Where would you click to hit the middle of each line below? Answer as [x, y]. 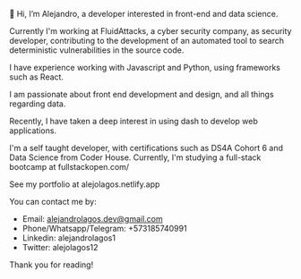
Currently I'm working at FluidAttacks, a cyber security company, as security [150, 31]
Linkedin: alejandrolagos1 [69, 238]
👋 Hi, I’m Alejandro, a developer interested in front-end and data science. [144, 14]
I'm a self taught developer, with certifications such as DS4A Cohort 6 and [146, 148]
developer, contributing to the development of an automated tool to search [147, 41]
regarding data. [38, 104]
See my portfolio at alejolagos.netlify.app [85, 184]
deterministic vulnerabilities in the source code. [97, 50]
